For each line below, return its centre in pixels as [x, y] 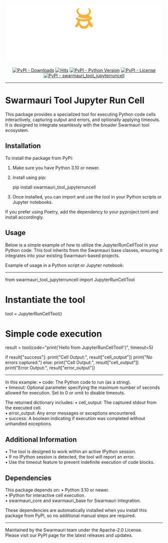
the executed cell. [23, 408]
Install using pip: [29, 177]
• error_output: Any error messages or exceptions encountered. [71, 413]
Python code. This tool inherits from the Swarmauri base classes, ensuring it [84, 250]
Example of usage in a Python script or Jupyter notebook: [64, 265]
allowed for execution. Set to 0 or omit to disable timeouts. [65, 393]
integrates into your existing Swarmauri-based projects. [62, 255]
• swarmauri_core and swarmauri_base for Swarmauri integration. [73, 500]
